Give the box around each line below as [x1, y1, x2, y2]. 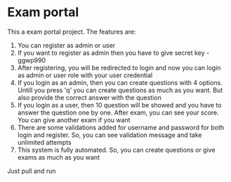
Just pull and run [7, 167, 56, 175]
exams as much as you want [17, 152, 100, 162]
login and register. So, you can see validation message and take [17, 131, 202, 139]
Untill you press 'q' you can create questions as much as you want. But [17, 86, 223, 94]
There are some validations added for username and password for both [17, 123, 225, 131]
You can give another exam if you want [17, 115, 131, 124]
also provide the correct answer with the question [17, 93, 161, 102]
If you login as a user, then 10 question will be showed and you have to [17, 100, 222, 109]
